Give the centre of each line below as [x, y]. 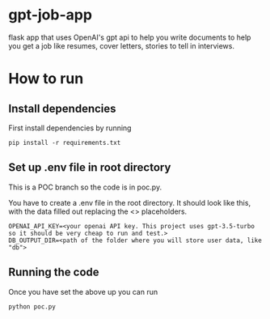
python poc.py [32, 306]
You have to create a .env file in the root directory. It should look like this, [130, 202]
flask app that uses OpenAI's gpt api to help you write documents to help [130, 37]
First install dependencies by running [70, 128]
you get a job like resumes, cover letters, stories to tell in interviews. [121, 45]
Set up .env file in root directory [90, 168]
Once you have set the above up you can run [83, 291]
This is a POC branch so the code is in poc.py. [85, 187]
